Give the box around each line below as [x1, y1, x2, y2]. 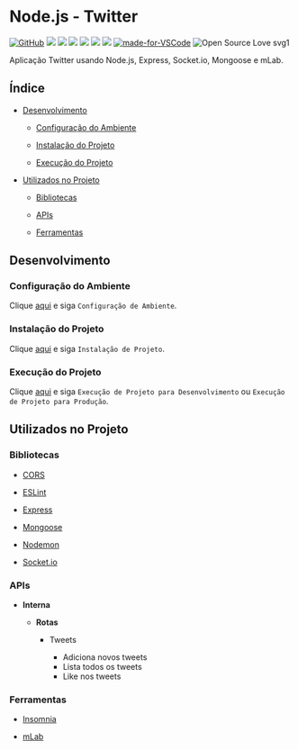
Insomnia [22, 714, 57, 725]
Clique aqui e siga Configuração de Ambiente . [9, 300, 177, 312]
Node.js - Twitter [9, 6, 139, 27]
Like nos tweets [62, 671, 122, 682]
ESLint [22, 486, 47, 497]
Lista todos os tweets [62, 662, 142, 673]
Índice [9, 81, 45, 96]
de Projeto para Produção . [9, 396, 109, 407]
